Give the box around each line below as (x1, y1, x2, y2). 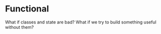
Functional (5, 3, 49, 14)
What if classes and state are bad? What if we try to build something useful (5, 19, 157, 25)
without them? (5, 24, 34, 30)
